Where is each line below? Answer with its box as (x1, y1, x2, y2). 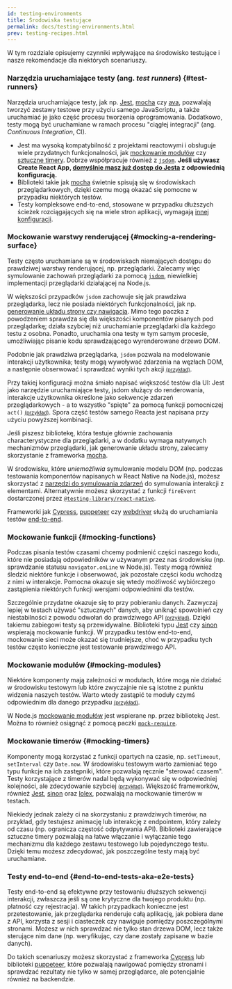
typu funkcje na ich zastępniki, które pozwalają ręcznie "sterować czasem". (7, 766, 224, 775)
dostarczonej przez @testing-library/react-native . (7, 494, 156, 502)
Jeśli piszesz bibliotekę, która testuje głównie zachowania (7, 428, 173, 437)
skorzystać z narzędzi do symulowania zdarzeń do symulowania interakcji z (7, 479, 224, 488)
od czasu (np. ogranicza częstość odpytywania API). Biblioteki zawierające (7, 825, 222, 833)
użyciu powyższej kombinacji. (7, 415, 93, 424)
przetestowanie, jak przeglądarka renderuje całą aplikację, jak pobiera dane (7, 910, 224, 918)
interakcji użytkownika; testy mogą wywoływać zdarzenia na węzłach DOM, (7, 357, 224, 366)
